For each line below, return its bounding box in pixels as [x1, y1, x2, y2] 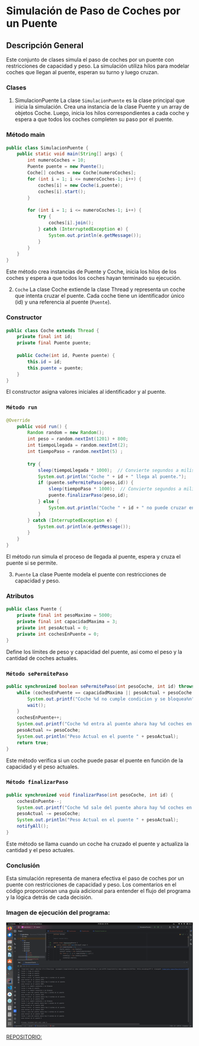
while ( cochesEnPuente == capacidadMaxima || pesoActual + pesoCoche [17, 690, 192, 696]
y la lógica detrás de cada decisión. [6, 894, 93, 901]
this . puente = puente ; [27, 365, 84, 371]
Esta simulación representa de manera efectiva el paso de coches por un [6, 875, 185, 882]
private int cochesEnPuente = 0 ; [17, 631, 99, 637]
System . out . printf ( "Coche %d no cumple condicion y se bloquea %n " [27, 696, 195, 702]
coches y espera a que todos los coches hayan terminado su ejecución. [6, 275, 182, 282]
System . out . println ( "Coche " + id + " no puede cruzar [48, 505, 187, 511]
